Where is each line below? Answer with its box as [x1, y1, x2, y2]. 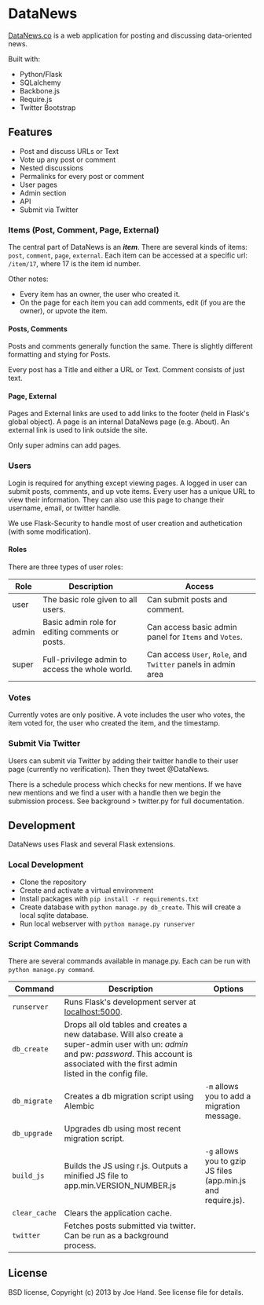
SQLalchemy [19, 78, 61, 87]
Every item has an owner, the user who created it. [19, 290, 181, 299]
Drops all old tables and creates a [64, 1018, 188, 1029]
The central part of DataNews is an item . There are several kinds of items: [8, 243, 247, 252]
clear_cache [12, 1208, 57, 1217]
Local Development [8, 859, 84, 870]
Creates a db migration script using [64, 1091, 194, 1102]
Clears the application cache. [64, 1207, 172, 1218]
